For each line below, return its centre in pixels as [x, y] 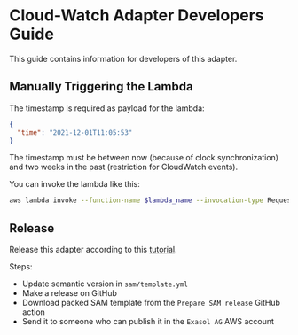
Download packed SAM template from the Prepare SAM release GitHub [151, 303]
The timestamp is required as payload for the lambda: [107, 108]
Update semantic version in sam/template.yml [105, 284]
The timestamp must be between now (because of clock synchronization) [144, 158]
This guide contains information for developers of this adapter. [123, 58]
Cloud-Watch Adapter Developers [137, 16]
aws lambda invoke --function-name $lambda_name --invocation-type [137, 200]
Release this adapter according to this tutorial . [93, 250]
